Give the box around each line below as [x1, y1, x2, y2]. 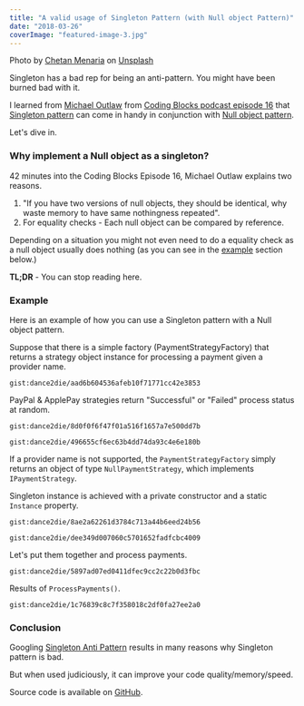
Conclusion [9, 621, 62, 633]
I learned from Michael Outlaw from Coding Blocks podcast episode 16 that [9, 100, 290, 111]
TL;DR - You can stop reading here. [9, 271, 142, 282]
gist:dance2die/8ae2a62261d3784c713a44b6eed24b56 [9, 517, 201, 526]
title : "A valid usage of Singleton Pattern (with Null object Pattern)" [9, 13, 295, 23]
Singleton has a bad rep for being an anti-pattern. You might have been [9, 73, 276, 83]
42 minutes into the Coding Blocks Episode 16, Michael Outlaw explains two [9, 170, 292, 181]
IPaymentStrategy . [9, 473, 77, 484]
